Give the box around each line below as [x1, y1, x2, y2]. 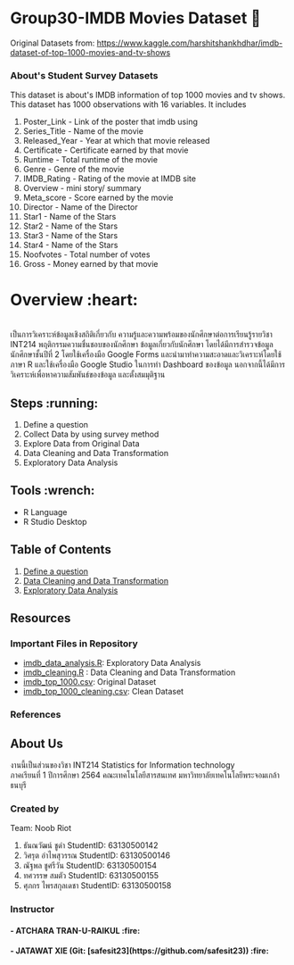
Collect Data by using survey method [22, 428, 159, 439]
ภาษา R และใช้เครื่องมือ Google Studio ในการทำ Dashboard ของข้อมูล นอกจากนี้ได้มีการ [10, 359, 286, 370]
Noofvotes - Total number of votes [22, 249, 151, 260]
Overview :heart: [10, 290, 139, 311]
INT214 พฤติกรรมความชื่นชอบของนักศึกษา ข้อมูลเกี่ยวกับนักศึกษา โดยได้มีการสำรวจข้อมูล [10, 339, 274, 350]
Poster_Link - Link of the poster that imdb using [22, 116, 199, 128]
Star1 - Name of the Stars [22, 212, 117, 222]
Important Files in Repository [10, 637, 139, 650]
